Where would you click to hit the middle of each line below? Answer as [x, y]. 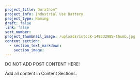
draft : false [18, 23]
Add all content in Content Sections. [41, 73]
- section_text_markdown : [36, 46]
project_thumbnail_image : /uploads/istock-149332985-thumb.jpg [70, 37]
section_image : [29, 50]
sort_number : [18, 32]
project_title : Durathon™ [31, 9]
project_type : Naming [27, 18]
